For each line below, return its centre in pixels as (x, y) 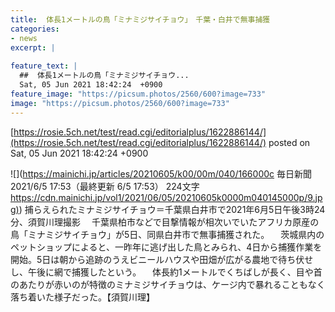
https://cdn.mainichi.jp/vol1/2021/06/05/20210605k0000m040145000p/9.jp (166, 197)
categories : (35, 29)
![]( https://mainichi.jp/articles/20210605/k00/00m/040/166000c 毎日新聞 (161, 173)
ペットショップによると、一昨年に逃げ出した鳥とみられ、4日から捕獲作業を (166, 247)
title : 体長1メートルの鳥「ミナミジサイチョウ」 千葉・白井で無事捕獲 (140, 19)
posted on (289, 142)
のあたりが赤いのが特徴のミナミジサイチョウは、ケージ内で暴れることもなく (168, 284)
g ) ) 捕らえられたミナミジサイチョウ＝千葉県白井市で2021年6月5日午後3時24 (168, 209)
